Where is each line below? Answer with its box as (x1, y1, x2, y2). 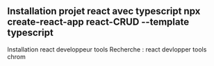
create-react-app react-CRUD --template (7, 16, 190, 28)
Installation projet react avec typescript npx (7, 5, 201, 17)
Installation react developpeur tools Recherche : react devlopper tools (7, 45, 207, 54)
